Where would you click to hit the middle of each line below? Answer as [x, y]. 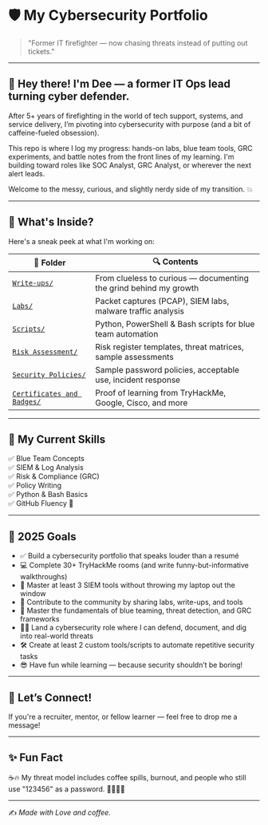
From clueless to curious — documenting [172, 278]
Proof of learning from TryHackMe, [161, 393]
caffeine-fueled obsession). [54, 132]
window [33, 594]
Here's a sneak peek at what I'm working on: [82, 241]
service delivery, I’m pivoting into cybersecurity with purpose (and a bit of [130, 124]
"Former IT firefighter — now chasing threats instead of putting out [138, 43]
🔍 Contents [175, 262]
